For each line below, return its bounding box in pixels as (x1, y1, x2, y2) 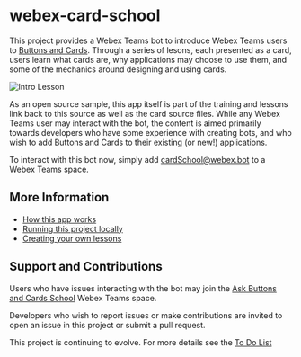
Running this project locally (22, 223, 123, 234)
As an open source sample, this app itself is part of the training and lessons (9, 98, 288, 109)
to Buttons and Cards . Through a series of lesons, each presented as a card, (9, 44, 292, 55)
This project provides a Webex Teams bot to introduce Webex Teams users (9, 35, 288, 46)
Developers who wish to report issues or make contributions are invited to (9, 309, 283, 320)
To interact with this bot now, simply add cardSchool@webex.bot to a (9, 154, 266, 165)
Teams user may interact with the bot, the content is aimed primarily (9, 118, 262, 129)
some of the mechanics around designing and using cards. (9, 64, 227, 75)
